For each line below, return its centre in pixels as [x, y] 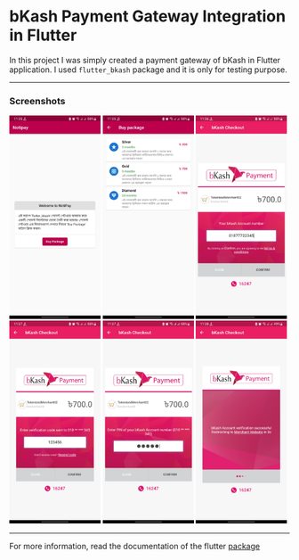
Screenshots [37, 101]
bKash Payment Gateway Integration [148, 16]
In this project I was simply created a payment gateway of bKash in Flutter [145, 60]
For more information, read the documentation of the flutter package [135, 547]
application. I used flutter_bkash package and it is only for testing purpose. [148, 70]
